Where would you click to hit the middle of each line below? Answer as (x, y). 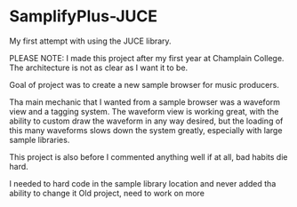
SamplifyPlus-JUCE (84, 16)
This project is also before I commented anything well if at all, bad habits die (148, 156)
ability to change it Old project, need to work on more (107, 193)
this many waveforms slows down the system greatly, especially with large (146, 130)
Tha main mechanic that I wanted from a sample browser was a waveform (145, 102)
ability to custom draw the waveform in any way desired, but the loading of (146, 121)
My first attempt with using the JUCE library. (90, 41)
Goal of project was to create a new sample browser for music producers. (144, 84)
